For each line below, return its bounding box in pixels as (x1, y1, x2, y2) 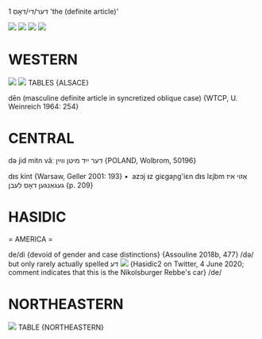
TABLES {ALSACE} (27, 78, 90, 87)
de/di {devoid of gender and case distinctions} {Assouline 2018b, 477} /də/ (8, 249, 254, 259)
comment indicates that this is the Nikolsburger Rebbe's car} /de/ (8, 267, 222, 276)
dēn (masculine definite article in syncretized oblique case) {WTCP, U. (8, 93, 238, 102)
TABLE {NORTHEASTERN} (17, 322, 105, 332)
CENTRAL (8, 130, 75, 147)
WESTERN (8, 51, 78, 69)
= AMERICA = (8, 234, 53, 244)
